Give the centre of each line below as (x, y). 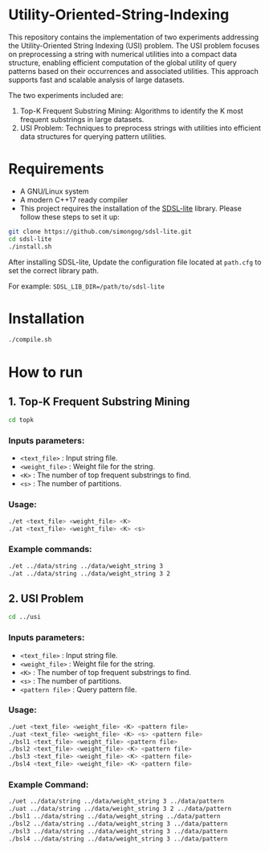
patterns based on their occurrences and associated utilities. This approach (134, 71)
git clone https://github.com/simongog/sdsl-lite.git (100, 231)
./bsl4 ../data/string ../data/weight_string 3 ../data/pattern (118, 839)
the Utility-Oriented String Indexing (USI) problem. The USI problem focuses (134, 45)
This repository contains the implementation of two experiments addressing (134, 37)
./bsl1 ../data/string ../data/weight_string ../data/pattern (114, 816)
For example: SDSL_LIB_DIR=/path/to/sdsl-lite (86, 286)
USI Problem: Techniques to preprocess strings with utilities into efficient (140, 128)
